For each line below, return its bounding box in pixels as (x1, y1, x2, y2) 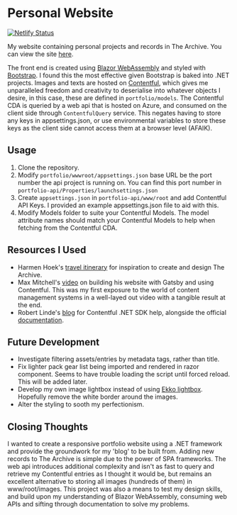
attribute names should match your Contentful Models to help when (17, 216, 215, 224)
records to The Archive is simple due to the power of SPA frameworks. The (7, 455, 226, 463)
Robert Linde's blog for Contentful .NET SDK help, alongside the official (17, 308, 227, 316)
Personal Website (7, 5, 114, 21)
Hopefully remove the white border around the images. (17, 392, 179, 402)
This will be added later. (17, 377, 88, 386)
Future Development (7, 336, 100, 348)
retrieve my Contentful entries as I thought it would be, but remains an (7, 470, 212, 478)
